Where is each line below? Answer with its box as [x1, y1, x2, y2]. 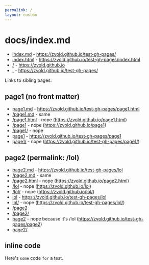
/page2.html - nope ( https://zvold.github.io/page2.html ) [12, 178, 130, 184]
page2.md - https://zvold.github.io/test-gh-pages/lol [12, 167, 123, 173]
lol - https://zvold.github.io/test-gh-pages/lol [12, 194, 107, 200]
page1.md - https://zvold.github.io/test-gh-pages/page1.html [12, 106, 140, 112]
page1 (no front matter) [5, 92, 80, 101]
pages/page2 [12, 221, 41, 228]
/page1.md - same [12, 111, 51, 118]
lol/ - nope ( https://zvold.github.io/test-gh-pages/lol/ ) [12, 200, 125, 206]
